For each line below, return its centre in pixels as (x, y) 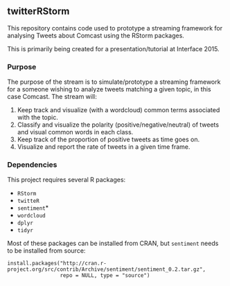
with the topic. (38, 118)
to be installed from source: (46, 251)
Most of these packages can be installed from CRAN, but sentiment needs (113, 243)
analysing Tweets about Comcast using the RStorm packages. (96, 35)
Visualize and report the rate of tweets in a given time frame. (104, 147)
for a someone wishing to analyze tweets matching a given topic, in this (109, 89)
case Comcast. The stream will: (52, 97)
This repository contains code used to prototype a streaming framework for (115, 28)
